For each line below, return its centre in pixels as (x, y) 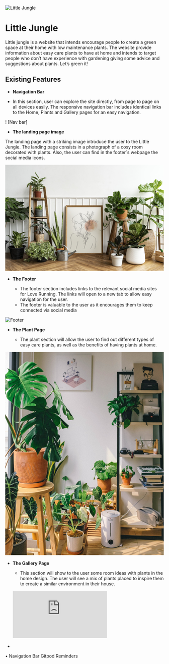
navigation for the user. (44, 299)
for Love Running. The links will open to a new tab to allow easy (86, 294)
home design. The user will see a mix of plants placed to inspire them (92, 579)
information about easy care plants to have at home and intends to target (81, 53)
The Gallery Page (31, 564)
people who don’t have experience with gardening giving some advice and (82, 58)
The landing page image (38, 132)
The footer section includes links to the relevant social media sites (88, 288)
